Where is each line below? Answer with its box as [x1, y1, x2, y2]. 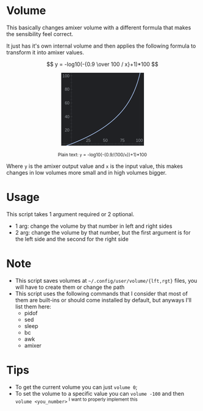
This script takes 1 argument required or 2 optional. [6, 210, 135, 217]
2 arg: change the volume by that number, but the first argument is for [15, 228, 191, 236]
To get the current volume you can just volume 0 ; [15, 383, 138, 391]
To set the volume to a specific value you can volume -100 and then [15, 390, 185, 397]
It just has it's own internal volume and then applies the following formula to [6, 42, 196, 49]
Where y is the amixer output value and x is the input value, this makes [6, 162, 183, 170]
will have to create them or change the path [15, 283, 125, 291]
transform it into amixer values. [6, 48, 84, 56]
